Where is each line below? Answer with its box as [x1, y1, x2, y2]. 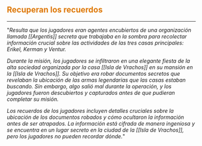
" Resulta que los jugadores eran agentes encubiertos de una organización [7, 26, 191, 34]
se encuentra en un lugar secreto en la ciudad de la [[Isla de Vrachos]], [7, 126, 185, 133]
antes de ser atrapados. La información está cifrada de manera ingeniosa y [7, 120, 195, 127]
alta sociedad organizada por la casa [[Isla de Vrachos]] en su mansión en [7, 63, 194, 71]
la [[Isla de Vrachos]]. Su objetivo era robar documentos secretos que [7, 70, 180, 77]
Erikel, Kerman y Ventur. [7, 45, 67, 53]
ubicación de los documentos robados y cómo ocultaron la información [7, 114, 185, 121]
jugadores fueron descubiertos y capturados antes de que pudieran [7, 89, 176, 96]
